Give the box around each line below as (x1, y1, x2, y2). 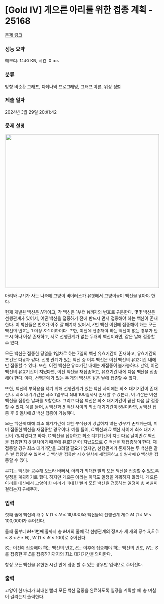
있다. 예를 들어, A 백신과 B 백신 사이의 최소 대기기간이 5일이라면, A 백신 (15, 404, 152, 410)
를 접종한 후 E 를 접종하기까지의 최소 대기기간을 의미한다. (5, 551, 113, 557)
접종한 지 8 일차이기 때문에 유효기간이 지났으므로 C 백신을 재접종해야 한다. (10, 439, 152, 445)
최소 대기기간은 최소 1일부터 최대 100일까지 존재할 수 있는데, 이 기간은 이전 (15, 392, 158, 397)
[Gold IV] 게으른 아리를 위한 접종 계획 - (5, 4, 153, 16)
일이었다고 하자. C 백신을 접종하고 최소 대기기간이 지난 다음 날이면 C (16, 433, 147, 439)
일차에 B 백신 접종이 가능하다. (19, 410, 76, 416)
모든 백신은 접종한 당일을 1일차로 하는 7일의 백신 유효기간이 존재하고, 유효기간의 (5, 350, 157, 357)
